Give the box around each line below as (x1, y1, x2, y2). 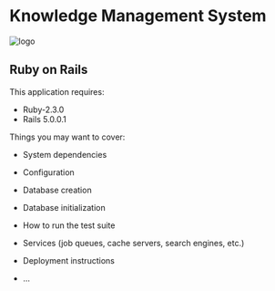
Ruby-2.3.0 (22, 104, 65, 115)
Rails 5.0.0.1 (22, 113, 66, 124)
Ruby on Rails (9, 62, 88, 78)
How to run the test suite (22, 220, 116, 231)
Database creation (22, 184, 93, 195)
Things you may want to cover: (9, 131, 126, 142)
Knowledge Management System (9, 5, 267, 26)
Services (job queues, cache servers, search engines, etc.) (22, 237, 245, 248)
